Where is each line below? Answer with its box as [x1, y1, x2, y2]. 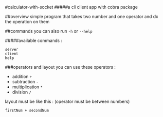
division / [12, 89, 32, 95]
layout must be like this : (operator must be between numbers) [5, 98, 130, 104]
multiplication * [12, 84, 43, 90]
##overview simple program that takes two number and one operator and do [5, 14, 159, 19]
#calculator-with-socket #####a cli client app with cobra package [5, 4, 138, 10]
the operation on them [5, 19, 50, 24]
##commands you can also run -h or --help [5, 28, 92, 34]
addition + [12, 74, 32, 79]
